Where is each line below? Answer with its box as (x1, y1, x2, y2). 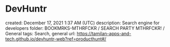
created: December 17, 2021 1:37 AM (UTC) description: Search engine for (5, 20, 160, 26)
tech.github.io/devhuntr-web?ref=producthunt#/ (5, 36, 107, 42)
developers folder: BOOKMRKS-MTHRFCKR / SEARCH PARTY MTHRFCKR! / (5, 25, 165, 31)
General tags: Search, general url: (5, 30, 76, 36)
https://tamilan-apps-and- (77, 30, 131, 36)
